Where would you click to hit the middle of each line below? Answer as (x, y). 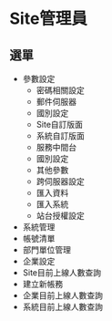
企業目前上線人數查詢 (62, 295)
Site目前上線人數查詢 (62, 273)
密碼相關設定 (60, 90)
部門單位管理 (46, 250)
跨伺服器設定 (60, 181)
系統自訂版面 (60, 136)
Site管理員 (49, 19)
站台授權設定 (60, 216)
